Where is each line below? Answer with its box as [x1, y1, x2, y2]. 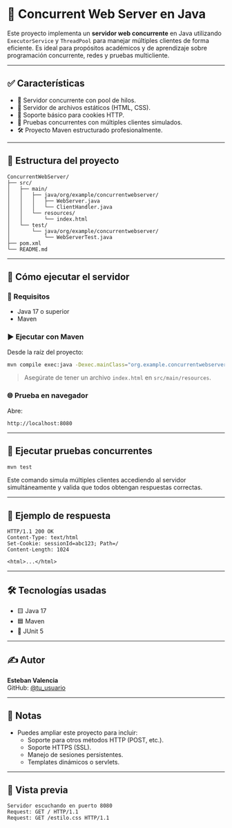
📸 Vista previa [7, 784, 68, 796]
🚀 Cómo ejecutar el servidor [7, 271, 130, 283]
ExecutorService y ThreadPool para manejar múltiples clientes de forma [7, 36, 209, 44]
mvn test [7, 463, 32, 471]
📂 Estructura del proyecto [7, 155, 119, 167]
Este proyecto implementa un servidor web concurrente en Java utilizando [7, 29, 222, 37]
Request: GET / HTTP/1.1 [7, 809, 79, 816]
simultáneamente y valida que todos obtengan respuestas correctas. [7, 483, 203, 491]
